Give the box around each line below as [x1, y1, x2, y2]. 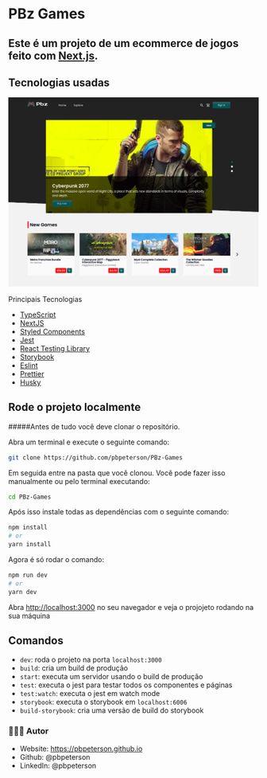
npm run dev [8, 571, 48, 580]
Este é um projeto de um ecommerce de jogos [8, 37, 239, 50]
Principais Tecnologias [8, 294, 83, 303]
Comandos [8, 634, 64, 647]
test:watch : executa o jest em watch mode [19, 689, 161, 698]
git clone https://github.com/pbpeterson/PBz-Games [8, 453, 183, 462]
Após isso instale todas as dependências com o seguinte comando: [8, 507, 229, 517]
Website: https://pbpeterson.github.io [19, 744, 143, 753]
